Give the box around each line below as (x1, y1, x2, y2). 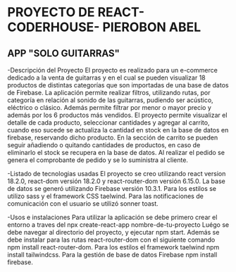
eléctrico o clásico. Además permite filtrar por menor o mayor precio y (7, 104, 211, 111)
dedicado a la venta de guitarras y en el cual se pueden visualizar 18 (7, 73, 206, 82)
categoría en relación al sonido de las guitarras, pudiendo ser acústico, (7, 96, 213, 104)
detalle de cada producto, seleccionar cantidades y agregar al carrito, (7, 118, 210, 127)
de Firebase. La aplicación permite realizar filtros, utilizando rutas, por (7, 89, 211, 97)
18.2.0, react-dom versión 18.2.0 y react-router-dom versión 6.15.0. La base (7, 177, 225, 185)
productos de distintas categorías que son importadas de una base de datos (7, 81, 229, 89)
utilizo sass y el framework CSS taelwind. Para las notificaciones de (7, 192, 204, 200)
